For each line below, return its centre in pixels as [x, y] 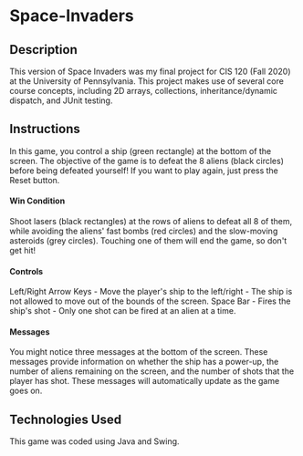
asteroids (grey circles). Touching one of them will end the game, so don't [148, 241]
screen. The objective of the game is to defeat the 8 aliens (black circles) [147, 161]
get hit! [23, 251]
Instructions [45, 129]
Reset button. [35, 180]
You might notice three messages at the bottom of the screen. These [139, 352]
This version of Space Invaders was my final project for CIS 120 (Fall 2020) [150, 71]
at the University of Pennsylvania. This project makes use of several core [147, 81]
